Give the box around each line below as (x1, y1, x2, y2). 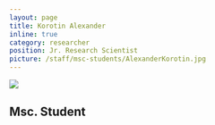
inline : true (9, 29, 58, 38)
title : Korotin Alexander (9, 21, 106, 30)
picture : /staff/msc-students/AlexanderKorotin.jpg (9, 54, 206, 63)
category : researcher (9, 37, 90, 47)
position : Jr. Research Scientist (9, 46, 139, 55)
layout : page (9, 12, 58, 22)
